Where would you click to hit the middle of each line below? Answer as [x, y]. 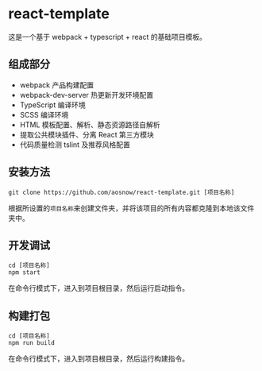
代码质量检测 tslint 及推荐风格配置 [75, 145]
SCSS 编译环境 [44, 114]
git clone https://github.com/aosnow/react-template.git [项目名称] [121, 192]
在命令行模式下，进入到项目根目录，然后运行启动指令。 [98, 288]
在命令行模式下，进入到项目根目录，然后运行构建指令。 [98, 359]
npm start [25, 272]
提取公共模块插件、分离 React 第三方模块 [87, 134]
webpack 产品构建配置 [56, 85]
